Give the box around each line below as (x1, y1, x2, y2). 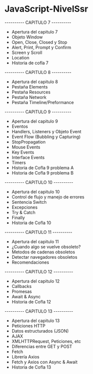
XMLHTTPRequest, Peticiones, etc (11, 338, 81, 344)
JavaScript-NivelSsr (4, 3, 89, 15)
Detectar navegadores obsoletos (11, 254, 77, 260)
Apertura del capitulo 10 (11, 189, 60, 195)
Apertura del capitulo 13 (11, 318, 60, 323)
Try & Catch (11, 209, 36, 215)
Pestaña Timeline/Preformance (11, 99, 74, 105)
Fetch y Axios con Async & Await (11, 359, 78, 365)
